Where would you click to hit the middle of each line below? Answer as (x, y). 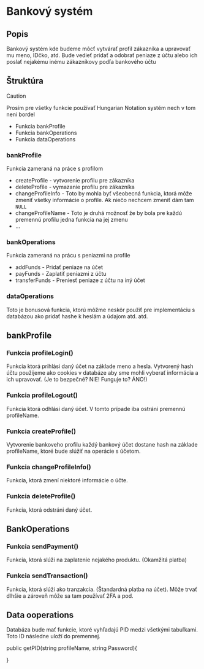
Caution (16, 96)
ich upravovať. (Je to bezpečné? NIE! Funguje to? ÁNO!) (77, 380)
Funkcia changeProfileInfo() (49, 467)
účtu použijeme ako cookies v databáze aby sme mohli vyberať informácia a (102, 373)
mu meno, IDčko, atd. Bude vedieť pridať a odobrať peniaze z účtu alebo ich (102, 55)
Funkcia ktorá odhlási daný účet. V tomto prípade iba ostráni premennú (96, 409)
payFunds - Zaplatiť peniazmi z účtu (61, 274)
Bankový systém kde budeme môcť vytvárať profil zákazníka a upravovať (99, 49)
